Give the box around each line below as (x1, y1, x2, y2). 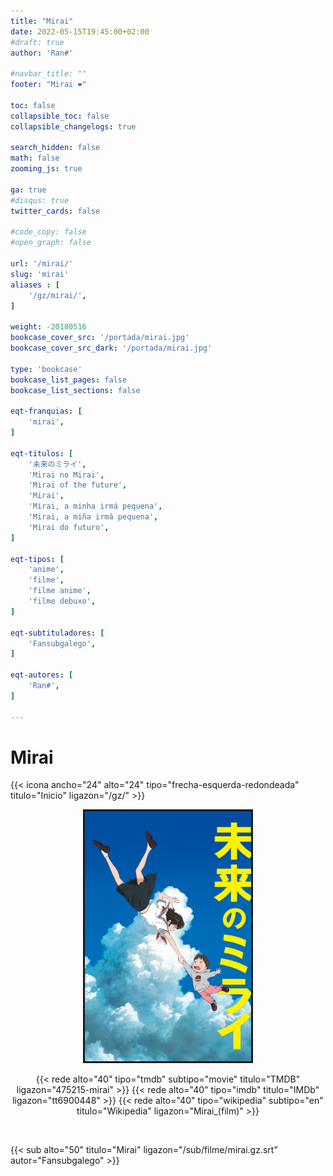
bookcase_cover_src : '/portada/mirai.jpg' (10, 333, 190, 343)
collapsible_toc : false (10, 111, 110, 121)
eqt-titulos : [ (10, 448, 74, 459)
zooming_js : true (10, 164, 83, 174)
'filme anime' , (28, 586, 92, 596)
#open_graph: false (10, 238, 92, 248)
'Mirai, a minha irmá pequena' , (28, 501, 163, 512)
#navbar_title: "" (10, 69, 87, 79)
